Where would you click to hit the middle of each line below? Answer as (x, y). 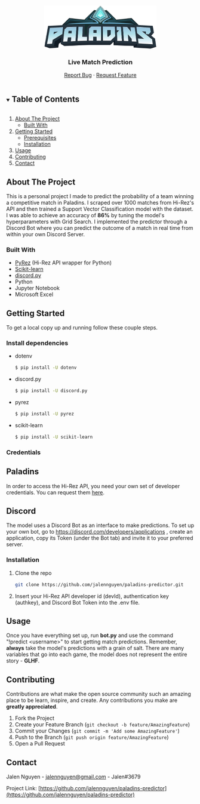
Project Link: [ (23, 788)
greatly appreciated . (32, 707)
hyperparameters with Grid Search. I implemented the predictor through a (97, 221)
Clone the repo (33, 573)
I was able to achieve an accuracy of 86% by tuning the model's (85, 215)
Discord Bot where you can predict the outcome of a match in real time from (100, 228)
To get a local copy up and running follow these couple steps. (82, 328)
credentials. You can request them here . (56, 492)
